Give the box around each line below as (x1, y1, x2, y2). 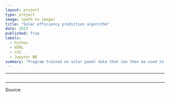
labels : (5, 36, 22, 41)
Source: (5, 87, 22, 93)
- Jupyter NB (10, 54, 37, 60)
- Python (10, 40, 28, 45)
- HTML (10, 45, 24, 50)
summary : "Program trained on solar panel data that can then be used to (5, 59, 164, 64)
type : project (5, 12, 35, 17)
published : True (5, 31, 39, 36)
